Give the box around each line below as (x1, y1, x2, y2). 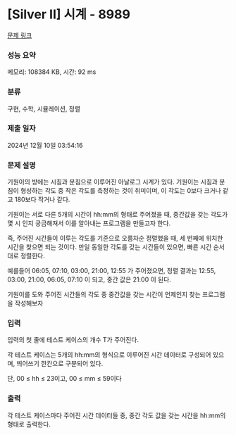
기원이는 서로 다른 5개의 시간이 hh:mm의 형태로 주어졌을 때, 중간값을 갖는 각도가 (7, 210, 228, 219)
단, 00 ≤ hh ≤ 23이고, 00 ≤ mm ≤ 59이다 (7, 374, 122, 383)
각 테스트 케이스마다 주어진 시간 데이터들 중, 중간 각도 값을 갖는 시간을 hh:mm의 (7, 411, 226, 420)
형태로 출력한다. (7, 420, 51, 428)
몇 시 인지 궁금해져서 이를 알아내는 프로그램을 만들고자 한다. (7, 219, 171, 227)
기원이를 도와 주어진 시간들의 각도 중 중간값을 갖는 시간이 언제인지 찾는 (7, 290, 201, 299)
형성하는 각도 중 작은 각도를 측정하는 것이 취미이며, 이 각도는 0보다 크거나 (20, 187, 222, 195)
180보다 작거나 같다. (14, 195, 70, 204)
